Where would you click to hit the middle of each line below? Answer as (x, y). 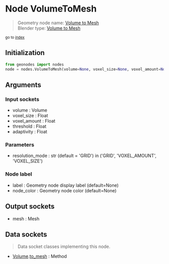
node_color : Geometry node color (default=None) (64, 190)
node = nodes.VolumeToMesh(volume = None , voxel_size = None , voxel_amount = (83, 69)
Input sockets (22, 99)
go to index (15, 37)
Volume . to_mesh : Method (39, 256)
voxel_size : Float (30, 116)
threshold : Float (29, 126)
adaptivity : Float (30, 132)
